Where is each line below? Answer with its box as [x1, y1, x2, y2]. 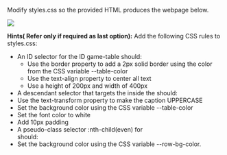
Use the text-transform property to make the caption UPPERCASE [16, 96, 203, 104]
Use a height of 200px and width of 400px [27, 82, 148, 90]
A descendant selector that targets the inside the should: [16, 89, 178, 97]
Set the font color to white [16, 111, 91, 119]
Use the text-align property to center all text [27, 75, 152, 82]
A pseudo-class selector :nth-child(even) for [16, 126, 143, 133]
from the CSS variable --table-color [27, 67, 128, 75]
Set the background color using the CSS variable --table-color [16, 104, 193, 112]
